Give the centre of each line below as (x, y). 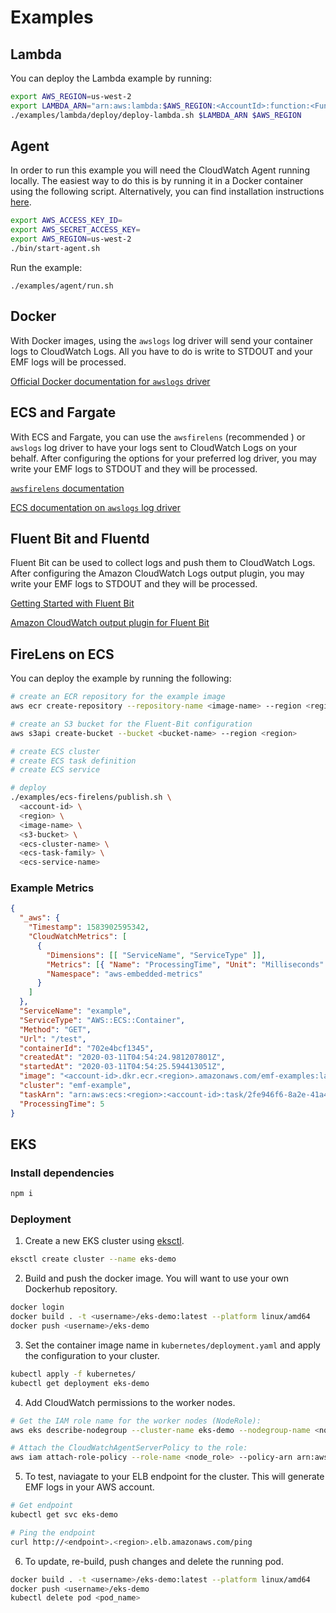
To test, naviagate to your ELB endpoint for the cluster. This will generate (174, 1477)
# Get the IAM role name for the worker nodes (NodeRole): (136, 1421)
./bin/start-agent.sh (55, 249)
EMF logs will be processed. (68, 362)
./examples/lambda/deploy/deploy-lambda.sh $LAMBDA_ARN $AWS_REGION (156, 115)
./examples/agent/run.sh (62, 286)
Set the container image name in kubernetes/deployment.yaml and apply (172, 1345)
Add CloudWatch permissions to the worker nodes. (130, 1402)
